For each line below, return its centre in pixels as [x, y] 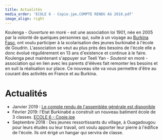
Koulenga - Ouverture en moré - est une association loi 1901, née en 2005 [79, 33]
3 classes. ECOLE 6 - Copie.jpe [44, 117]
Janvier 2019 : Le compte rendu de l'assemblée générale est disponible [84, 107]
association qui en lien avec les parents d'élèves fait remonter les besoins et [81, 63]
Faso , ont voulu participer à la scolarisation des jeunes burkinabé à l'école [79, 43]
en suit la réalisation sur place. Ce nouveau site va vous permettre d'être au [81, 69]
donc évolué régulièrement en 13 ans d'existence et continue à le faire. [76, 53]
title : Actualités [24, 9]
